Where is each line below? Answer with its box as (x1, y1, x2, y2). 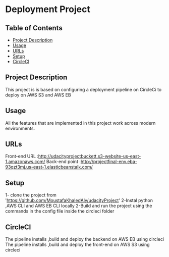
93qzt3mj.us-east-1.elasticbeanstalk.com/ (5, 164, 93, 170)
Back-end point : (46, 159, 81, 165)
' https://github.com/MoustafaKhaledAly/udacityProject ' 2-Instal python (5, 197, 153, 203)
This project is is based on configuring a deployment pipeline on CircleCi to (5, 86, 162, 92)
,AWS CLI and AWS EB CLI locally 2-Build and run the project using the (5, 203, 152, 209)
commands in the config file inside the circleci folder (5, 208, 115, 214)
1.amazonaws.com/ (5, 159, 45, 165)
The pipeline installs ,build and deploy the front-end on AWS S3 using (5, 241, 150, 248)
